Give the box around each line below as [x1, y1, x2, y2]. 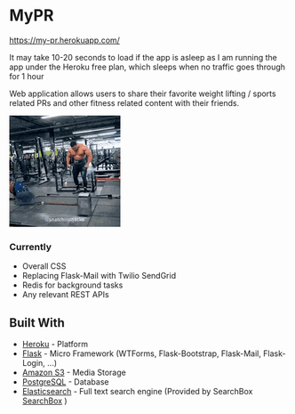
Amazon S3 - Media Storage [21, 367, 126, 378]
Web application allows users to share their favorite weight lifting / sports [9, 88, 277, 99]
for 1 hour [9, 70, 44, 81]
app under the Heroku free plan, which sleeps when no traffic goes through [9, 61, 286, 72]
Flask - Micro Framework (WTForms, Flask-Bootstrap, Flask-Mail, [21, 348, 262, 359]
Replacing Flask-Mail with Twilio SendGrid [21, 271, 176, 281]
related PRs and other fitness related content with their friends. [9, 97, 240, 108]
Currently [9, 240, 52, 253]
